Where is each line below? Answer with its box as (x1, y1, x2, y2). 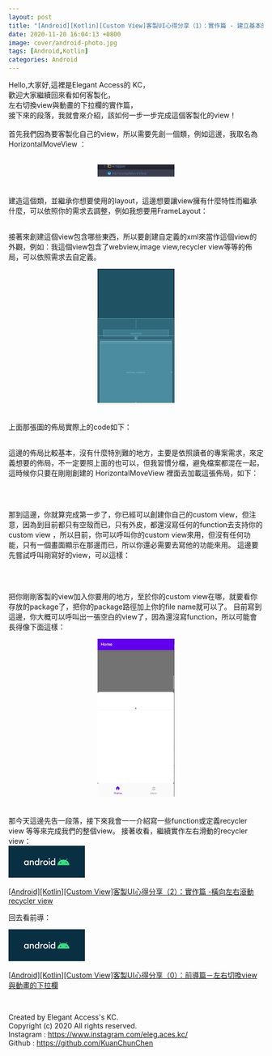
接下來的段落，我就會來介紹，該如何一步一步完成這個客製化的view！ (8, 110, 237, 120)
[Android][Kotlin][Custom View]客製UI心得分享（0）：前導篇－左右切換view (8, 970, 257, 980)
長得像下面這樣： (8, 622, 66, 632)
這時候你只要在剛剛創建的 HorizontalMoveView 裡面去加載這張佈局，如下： (8, 468, 259, 478)
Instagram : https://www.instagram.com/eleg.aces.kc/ (8, 1029, 189, 1039)
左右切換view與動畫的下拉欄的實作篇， (8, 100, 138, 109)
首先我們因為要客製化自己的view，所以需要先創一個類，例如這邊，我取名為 (8, 130, 258, 138)
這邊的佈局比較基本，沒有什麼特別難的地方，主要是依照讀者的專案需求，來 (8, 448, 257, 458)
